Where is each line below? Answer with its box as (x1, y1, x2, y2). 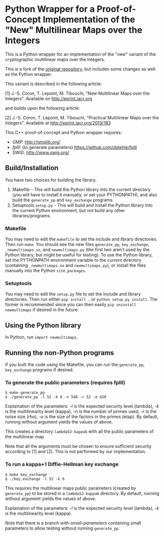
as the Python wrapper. (5, 71, 53, 77)
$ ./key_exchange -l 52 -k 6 (5, 476, 65, 481)
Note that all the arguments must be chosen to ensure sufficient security (5, 443, 152, 449)
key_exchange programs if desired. (5, 366, 74, 373)
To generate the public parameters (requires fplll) (5, 379, 125, 386)
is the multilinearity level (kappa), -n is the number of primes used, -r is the (5, 408, 157, 415)
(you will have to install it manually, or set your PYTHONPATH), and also (12, 191, 158, 198)
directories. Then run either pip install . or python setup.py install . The (5, 296, 158, 302)
